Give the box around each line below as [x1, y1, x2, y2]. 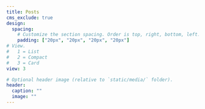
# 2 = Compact [6, 54, 48, 60]
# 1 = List [6, 49, 40, 55]
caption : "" [12, 88, 43, 94]
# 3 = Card [6, 60, 40, 66]
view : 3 [6, 65, 26, 72]
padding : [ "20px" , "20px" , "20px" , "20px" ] [17, 37, 130, 43]
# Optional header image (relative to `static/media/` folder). [6, 77, 173, 83]
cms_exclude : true [6, 15, 53, 21]
